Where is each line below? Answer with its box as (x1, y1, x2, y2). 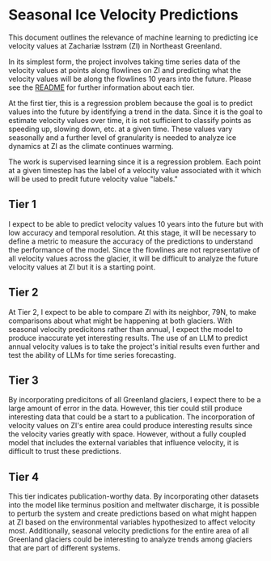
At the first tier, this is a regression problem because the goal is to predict (8, 98, 253, 108)
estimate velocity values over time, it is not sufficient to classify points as (8, 115, 252, 125)
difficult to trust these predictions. (8, 447, 121, 457)
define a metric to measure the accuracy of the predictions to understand (8, 236, 253, 246)
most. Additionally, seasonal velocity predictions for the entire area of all (8, 526, 249, 536)
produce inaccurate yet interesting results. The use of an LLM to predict (8, 333, 248, 342)
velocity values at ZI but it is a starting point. (8, 261, 156, 272)
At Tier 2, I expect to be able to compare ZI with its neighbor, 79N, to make (8, 307, 256, 317)
